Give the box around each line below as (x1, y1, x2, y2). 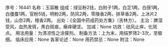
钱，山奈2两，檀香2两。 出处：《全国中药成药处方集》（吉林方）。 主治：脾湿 (5, 17, 163, 23)
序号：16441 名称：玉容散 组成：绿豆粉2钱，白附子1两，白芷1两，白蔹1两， (5, 5, 162, 10)
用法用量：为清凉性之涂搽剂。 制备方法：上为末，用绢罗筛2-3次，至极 (15, 30, 163, 36)
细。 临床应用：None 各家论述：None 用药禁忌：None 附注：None (5, 36, 145, 42)
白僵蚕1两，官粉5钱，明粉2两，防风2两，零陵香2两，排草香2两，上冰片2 (5, 11, 157, 17)
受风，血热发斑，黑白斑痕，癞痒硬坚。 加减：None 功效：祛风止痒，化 (5, 24, 153, 30)
